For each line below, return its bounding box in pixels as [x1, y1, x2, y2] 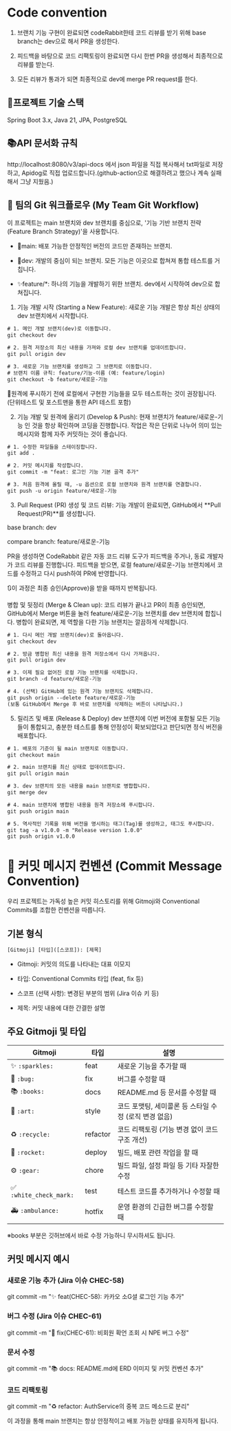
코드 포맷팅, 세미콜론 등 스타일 [117, 1101, 210, 1111]
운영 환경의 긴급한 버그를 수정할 [117, 1202, 214, 1211]
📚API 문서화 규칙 [7, 138, 78, 149]
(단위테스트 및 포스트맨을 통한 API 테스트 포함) [7, 398, 132, 406]
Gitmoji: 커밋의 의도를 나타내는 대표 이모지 [16, 960, 131, 968]
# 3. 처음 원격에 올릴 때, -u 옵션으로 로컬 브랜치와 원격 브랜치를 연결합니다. [7, 481, 203, 488]
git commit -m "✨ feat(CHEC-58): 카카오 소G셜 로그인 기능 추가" [7, 1293, 184, 1301]
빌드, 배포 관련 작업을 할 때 [117, 1147, 199, 1157]
